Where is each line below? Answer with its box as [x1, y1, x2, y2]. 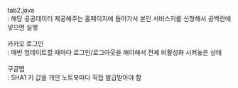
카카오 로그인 [7, 39, 44, 48]
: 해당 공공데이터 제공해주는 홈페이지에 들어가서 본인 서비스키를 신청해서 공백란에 [7, 14, 232, 23]
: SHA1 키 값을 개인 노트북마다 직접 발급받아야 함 [7, 73, 142, 82]
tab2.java [7, 6, 35, 14]
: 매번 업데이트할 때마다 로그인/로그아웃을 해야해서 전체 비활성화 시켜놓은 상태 [7, 49, 222, 56]
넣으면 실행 [7, 23, 38, 31]
